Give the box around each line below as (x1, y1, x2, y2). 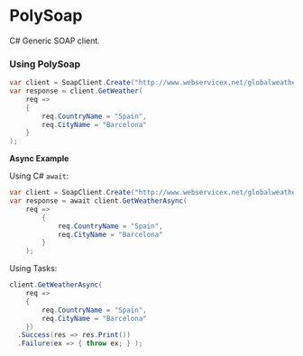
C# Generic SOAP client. (9, 35, 101, 46)
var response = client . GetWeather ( (9, 87, 143, 96)
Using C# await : (9, 170, 69, 181)
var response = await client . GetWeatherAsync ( (9, 196, 188, 205)
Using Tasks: (9, 263, 58, 274)
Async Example (9, 153, 69, 164)
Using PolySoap (9, 58, 81, 70)
